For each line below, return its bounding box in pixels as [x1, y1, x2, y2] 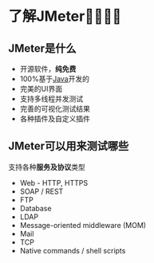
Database [19, 203, 52, 213]
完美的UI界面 [19, 84, 62, 93]
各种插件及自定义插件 [19, 114, 90, 124]
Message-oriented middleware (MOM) [19, 220, 146, 230]
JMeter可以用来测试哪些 [8, 139, 129, 153]
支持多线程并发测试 [19, 94, 84, 104]
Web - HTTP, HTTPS [19, 178, 89, 187]
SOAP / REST [19, 186, 64, 196]
